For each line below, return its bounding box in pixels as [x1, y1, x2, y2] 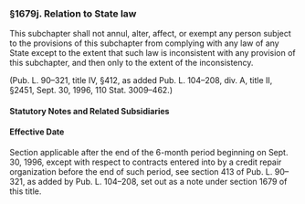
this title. [9, 186, 42, 197]
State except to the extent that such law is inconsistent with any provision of [9, 48, 297, 59]
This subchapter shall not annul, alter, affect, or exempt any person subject [9, 28, 292, 39]
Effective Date [9, 126, 65, 137]
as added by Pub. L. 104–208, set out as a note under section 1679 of [26, 177, 288, 188]
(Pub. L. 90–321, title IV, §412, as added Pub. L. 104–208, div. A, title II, [9, 75, 273, 86]
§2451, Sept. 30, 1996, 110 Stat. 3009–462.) [9, 85, 174, 96]
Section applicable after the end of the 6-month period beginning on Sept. [9, 147, 289, 158]
